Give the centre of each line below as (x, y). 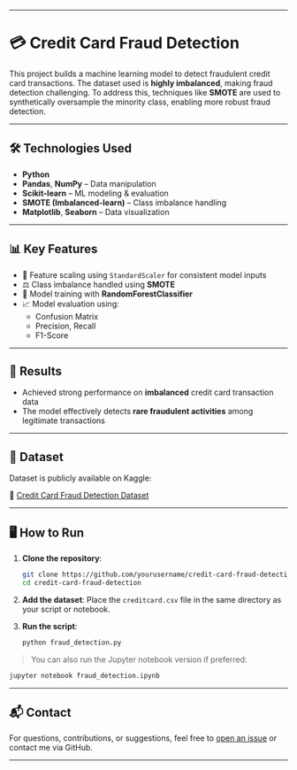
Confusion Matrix (67, 316)
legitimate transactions (64, 420)
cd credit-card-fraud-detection (81, 582)
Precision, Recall (65, 326)
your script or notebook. (66, 609)
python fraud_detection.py (72, 643)
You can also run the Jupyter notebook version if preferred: (139, 659)
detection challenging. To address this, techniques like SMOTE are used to (145, 92)
